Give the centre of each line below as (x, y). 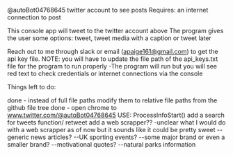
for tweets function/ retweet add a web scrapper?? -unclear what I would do (116, 122)
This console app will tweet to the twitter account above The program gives (115, 31)
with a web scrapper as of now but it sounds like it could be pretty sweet (111, 130)
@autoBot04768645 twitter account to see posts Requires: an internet (108, 10)
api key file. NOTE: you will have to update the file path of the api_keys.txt (113, 59)
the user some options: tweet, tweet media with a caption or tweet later (110, 38)
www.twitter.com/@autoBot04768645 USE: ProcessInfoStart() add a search (116, 115)
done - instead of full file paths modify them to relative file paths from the (112, 100)
